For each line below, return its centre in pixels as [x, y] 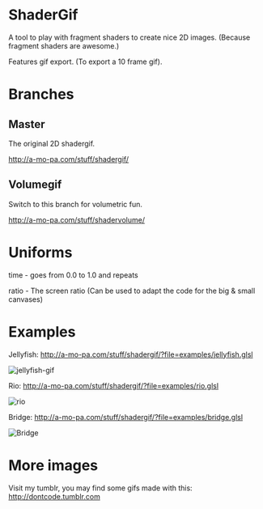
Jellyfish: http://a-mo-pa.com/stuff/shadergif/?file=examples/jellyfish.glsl [131, 354]
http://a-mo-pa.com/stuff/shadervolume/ [77, 219]
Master [27, 124]
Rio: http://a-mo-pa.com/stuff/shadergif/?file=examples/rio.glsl [114, 385]
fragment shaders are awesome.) [64, 45]
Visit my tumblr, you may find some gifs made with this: [100, 488]
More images [53, 465]
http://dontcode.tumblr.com [55, 496]
